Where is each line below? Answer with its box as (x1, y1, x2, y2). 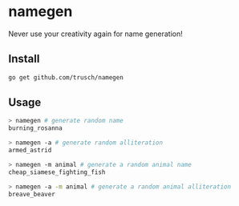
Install (8, 52, 40, 66)
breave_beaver (8, 190, 56, 198)
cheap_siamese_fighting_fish (8, 168, 106, 176)
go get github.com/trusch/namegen (8, 73, 124, 82)
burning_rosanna (8, 124, 63, 132)
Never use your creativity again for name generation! (8, 29, 183, 38)
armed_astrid (8, 147, 52, 155)
